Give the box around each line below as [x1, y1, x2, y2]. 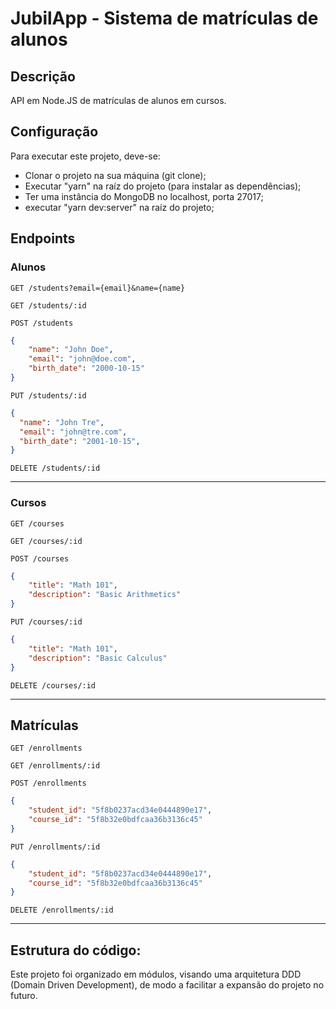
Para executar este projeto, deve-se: [10, 150, 161, 162]
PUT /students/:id [10, 390, 87, 401]
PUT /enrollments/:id [10, 842, 101, 852]
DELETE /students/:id [10, 463, 101, 474]
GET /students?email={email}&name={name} [10, 283, 186, 293]
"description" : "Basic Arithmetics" [28, 590, 182, 600]
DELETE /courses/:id [10, 680, 97, 691]
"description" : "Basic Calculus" [28, 653, 168, 663]
